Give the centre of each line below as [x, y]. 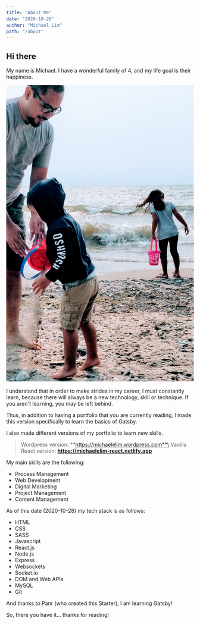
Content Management [41, 499]
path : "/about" [25, 32]
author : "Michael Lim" [34, 25]
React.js [25, 547]
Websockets [30, 566]
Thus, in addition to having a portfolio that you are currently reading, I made [99, 415]
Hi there [21, 56]
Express [25, 560]
